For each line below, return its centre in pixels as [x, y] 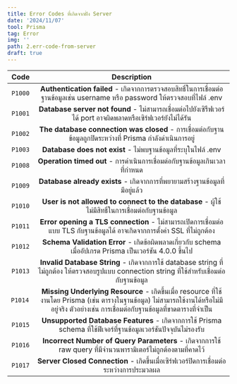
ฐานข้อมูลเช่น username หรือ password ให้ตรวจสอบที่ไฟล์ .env [132, 97]
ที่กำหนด [132, 170]
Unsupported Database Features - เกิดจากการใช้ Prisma [132, 320]
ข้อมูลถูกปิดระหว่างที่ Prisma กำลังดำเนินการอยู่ [132, 138]
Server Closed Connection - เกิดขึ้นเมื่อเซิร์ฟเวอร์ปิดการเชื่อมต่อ [132, 361]
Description [132, 77]
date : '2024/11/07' [36, 20]
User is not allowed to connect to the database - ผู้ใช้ [132, 202]
